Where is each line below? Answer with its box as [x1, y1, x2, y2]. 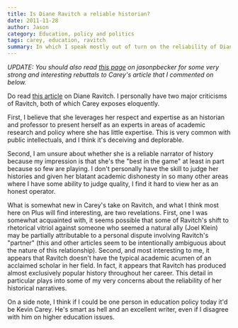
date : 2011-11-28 [7, 17, 59, 24]
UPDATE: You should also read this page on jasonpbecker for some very [7, 63, 220, 71]
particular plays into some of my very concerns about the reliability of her [7, 276, 222, 285]
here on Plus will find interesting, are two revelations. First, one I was [7, 209, 208, 217]
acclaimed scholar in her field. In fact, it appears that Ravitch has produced [7, 261, 227, 270]
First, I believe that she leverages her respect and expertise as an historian [7, 113, 225, 121]
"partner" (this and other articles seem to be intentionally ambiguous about [7, 239, 227, 247]
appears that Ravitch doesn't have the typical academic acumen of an [7, 253, 212, 262]
